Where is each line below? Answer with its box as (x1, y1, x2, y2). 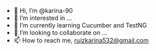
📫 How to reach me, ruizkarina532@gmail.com (13, 37, 149, 44)
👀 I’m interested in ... (13, 14, 72, 22)
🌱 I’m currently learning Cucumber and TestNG (13, 21, 147, 29)
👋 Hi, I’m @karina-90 (13, 7, 73, 14)
